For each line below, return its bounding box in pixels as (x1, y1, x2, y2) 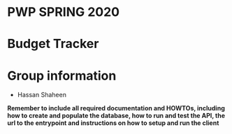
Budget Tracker (7, 36, 99, 52)
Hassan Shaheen (17, 91, 66, 99)
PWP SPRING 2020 (7, 4, 120, 20)
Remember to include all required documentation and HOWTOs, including (7, 104, 225, 112)
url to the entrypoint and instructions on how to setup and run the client (7, 119, 219, 127)
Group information (7, 67, 117, 83)
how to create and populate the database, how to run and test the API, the (7, 112, 226, 120)
